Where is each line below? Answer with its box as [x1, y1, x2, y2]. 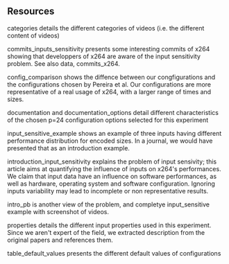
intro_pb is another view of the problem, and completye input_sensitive [7, 200, 210, 209]
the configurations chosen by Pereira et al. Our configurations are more [7, 80, 212, 89]
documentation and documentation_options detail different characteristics [7, 108, 219, 116]
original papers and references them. [7, 236, 113, 244]
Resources [7, 6, 55, 17]
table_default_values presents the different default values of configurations [7, 249, 221, 257]
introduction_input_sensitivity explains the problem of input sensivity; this [7, 157, 217, 166]
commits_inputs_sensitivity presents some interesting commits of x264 [7, 44, 210, 53]
